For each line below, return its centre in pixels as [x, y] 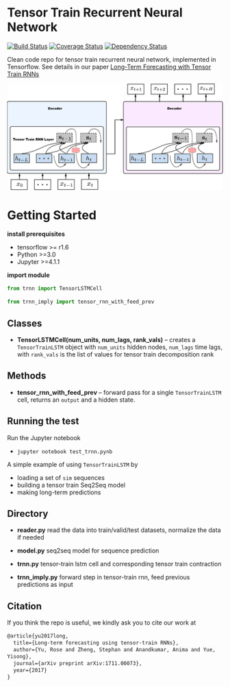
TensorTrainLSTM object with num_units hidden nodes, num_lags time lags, [119, 347]
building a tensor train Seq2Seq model [71, 485]
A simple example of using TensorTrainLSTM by [73, 464]
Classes [25, 323]
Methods [27, 376]
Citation [25, 606]
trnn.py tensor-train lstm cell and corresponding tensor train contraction [119, 564]
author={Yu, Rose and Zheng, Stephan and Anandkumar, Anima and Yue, [114, 650]
